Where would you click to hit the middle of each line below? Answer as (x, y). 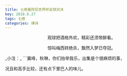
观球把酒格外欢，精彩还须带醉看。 (81, 38)
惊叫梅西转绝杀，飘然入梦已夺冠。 (81, 48)
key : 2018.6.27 (20, 14)
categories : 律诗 (22, 23)
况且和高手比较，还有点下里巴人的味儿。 (45, 69)
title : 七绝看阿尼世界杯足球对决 (34, 9)
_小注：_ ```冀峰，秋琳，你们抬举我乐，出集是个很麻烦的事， (65, 58)
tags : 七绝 (15, 19)
